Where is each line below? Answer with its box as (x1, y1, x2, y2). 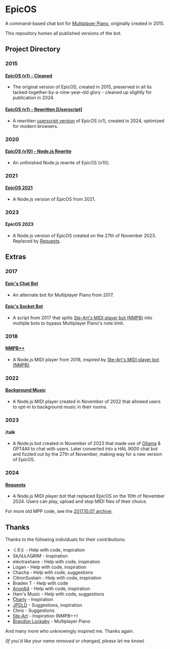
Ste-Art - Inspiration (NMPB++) (12, 613, 78, 619)
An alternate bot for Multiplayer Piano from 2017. (12, 292, 114, 298)
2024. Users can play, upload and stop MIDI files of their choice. (12, 498, 148, 504)
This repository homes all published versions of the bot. (5, 30, 122, 36)
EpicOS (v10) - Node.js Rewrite (5, 148, 72, 154)
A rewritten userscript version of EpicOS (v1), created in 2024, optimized (12, 118, 165, 124)
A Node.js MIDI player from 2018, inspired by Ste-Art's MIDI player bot (12, 356, 159, 362)
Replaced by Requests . (12, 238, 61, 244)
